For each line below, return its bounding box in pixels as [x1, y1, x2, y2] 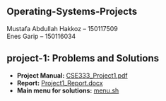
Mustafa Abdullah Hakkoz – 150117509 [6, 24, 118, 32]
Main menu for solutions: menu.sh [16, 86, 119, 95]
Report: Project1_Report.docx [16, 78, 103, 87]
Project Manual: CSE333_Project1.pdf [16, 71, 128, 80]
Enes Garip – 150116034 [6, 32, 76, 40]
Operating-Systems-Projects [6, 6, 138, 18]
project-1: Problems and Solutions [6, 52, 160, 64]
